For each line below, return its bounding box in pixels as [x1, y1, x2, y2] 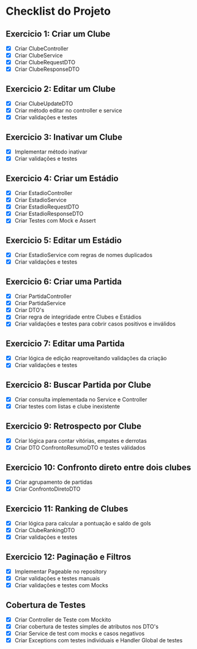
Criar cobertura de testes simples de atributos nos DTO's [14, 623, 159, 630]
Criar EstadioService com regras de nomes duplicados [14, 251, 153, 259]
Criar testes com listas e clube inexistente [14, 402, 121, 410]
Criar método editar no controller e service [14, 107, 122, 114]
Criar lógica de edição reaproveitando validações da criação [14, 355, 167, 362]
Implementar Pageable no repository [14, 568, 107, 575]
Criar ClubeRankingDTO [14, 527, 75, 533]
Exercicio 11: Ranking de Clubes [6, 503, 128, 514]
